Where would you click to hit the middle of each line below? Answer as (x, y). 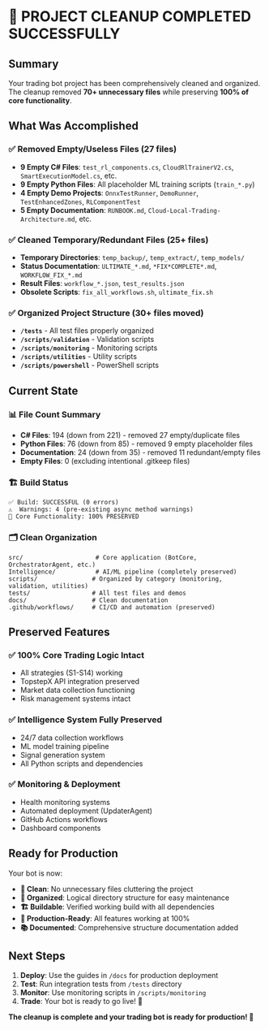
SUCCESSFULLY (64, 34)
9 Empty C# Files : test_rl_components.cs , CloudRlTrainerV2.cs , (127, 167)
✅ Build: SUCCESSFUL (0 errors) (64, 503)
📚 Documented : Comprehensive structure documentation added (129, 927)
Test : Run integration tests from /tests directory (101, 984)
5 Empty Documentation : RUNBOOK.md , (83, 210)
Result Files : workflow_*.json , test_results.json (102, 283)
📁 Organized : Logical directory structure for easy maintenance (124, 898)
